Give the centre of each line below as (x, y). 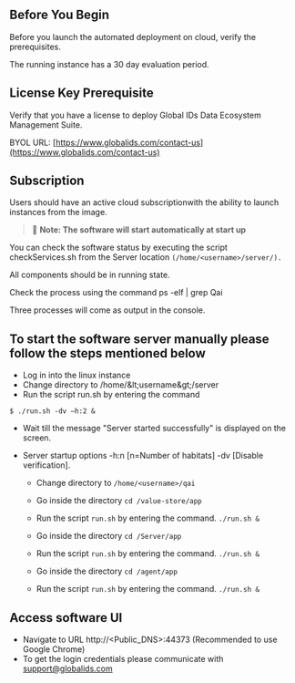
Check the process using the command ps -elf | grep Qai (116, 293)
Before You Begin (60, 15)
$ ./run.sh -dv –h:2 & (52, 411)
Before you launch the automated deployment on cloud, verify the (133, 36)
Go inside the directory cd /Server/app (109, 536)
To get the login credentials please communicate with (123, 659)
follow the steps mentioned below (108, 353)
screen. (37, 438)
